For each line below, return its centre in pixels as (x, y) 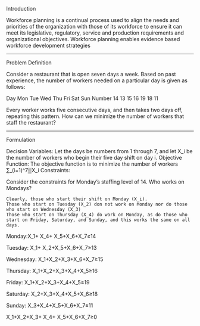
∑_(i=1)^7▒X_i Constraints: (38, 170)
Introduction (21, 9)
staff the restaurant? (31, 122)
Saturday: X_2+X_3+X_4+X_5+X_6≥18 (52, 294)
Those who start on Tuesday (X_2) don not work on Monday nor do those (97, 204)
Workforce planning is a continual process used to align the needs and (93, 20)
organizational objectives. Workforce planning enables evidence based (93, 39)
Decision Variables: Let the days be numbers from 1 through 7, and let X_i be (99, 151)
